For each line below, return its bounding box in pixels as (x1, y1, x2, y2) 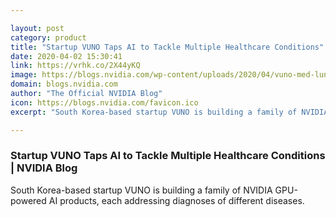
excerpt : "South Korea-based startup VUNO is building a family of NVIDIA (10, 107, 329, 117)
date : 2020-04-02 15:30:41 (10, 51, 123, 61)
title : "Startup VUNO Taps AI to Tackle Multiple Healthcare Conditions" (10, 42, 325, 52)
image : (10, 70, 38, 80)
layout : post (10, 23, 65, 33)
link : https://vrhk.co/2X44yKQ (10, 61, 141, 71)
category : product (10, 32, 87, 43)
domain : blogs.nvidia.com (10, 79, 118, 90)
